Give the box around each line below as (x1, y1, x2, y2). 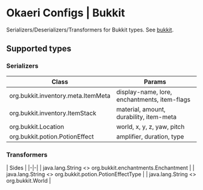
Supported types (6, 44, 71, 54)
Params (144, 77, 167, 86)
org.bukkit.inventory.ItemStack (9, 109, 97, 117)
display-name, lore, (116, 88, 172, 96)
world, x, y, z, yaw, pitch (116, 122, 185, 131)
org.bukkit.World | (6, 177, 51, 184)
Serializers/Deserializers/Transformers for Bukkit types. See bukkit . (6, 26, 174, 33)
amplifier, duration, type (116, 132, 184, 140)
